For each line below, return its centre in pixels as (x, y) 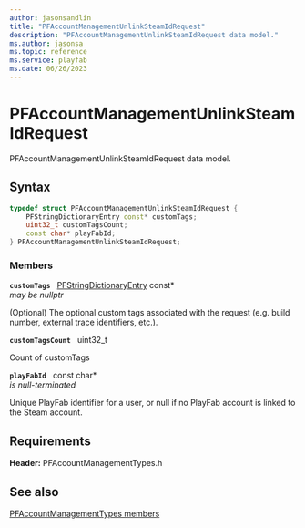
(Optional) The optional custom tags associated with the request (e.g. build (150, 313)
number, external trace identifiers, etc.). (84, 322)
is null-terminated (43, 385)
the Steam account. (46, 412)
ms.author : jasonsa (46, 43)
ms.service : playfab (49, 60)
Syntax (30, 187)
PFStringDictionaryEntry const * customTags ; (112, 217)
